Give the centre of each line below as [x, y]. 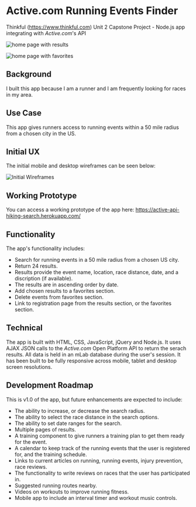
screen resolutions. [29, 366]
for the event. [31, 442]
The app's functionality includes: [45, 248]
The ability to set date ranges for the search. [68, 423]
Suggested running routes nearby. [56, 485]
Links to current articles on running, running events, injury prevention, [99, 460]
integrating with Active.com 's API [46, 33]
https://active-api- [157, 210]
